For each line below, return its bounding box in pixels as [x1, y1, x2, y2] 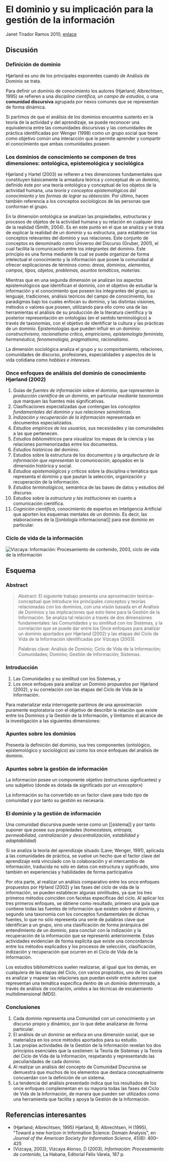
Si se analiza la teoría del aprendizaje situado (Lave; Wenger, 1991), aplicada [6, 848, 164, 854]
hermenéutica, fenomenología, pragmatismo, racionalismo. [6, 336, 130, 342]
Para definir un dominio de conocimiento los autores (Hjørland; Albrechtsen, [6, 88, 164, 94]
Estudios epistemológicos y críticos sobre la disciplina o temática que [13, 468, 158, 475]
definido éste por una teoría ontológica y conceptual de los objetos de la [6, 181, 156, 188]
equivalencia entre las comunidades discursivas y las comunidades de [6, 124, 152, 130]
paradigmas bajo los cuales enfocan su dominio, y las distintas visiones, [6, 298, 156, 305]
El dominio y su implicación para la [6, 4, 153, 15]
